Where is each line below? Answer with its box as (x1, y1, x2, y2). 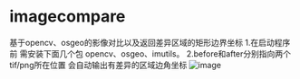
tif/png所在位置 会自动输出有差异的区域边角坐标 (9, 59, 188, 70)
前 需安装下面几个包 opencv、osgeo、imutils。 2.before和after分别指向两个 (9, 48, 292, 59)
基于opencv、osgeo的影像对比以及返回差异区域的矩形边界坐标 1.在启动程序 (9, 37, 291, 48)
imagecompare (9, 6, 126, 27)
